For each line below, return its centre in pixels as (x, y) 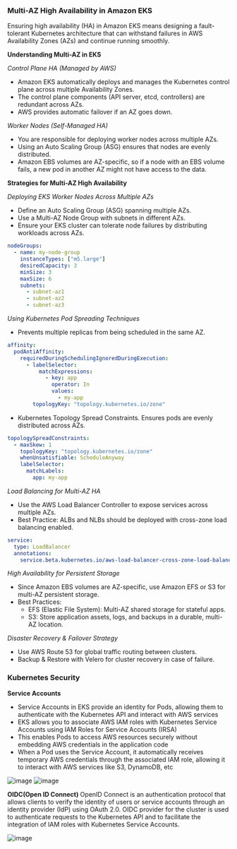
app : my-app (50, 478)
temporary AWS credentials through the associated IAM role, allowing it (121, 759)
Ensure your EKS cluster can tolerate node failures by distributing (112, 225)
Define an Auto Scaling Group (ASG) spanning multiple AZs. (104, 210)
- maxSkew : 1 (33, 445)
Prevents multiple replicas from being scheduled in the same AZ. (111, 332)
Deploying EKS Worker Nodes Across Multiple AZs (80, 197)
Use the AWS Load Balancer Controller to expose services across (113, 504)
